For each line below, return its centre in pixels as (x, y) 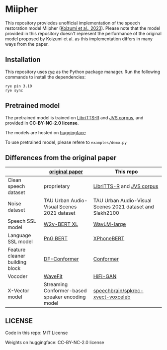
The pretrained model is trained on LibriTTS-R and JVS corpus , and (74, 117)
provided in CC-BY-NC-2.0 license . (42, 123)
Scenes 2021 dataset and (124, 207)
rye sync (14, 90)
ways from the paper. (27, 44)
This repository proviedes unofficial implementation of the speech (73, 23)
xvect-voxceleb (112, 297)
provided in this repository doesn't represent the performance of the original (83, 33)
